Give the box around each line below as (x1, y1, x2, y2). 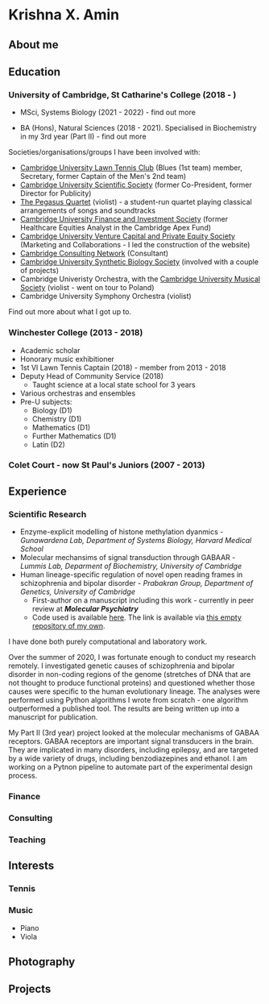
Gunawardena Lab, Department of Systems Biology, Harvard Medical (19, 536, 252, 546)
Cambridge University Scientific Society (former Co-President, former (19, 180, 252, 190)
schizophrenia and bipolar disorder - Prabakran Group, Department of (19, 579, 254, 588)
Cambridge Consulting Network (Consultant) (19, 248, 169, 259)
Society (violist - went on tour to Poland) (19, 283, 155, 292)
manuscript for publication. (8, 712, 98, 722)
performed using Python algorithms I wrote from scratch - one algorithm (8, 695, 249, 705)
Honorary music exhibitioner (19, 354, 115, 363)
